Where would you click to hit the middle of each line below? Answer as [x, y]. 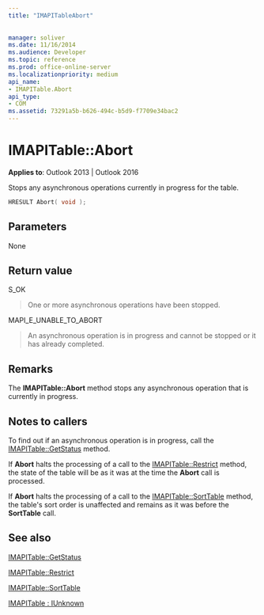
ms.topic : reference [42, 60]
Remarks [31, 369]
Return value [40, 271]
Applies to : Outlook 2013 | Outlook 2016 [74, 172]
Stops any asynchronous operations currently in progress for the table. [124, 188]
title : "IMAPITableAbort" [51, 15]
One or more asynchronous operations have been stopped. [124, 305]
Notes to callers [48, 421]
